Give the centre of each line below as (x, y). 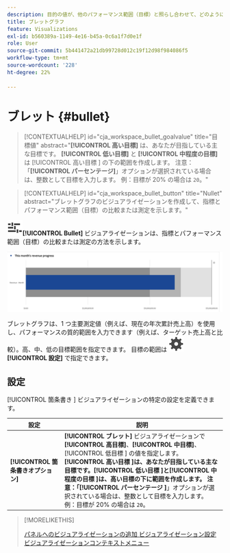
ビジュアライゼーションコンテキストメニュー (86, 543)
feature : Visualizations (42, 29)
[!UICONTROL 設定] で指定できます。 (60, 358)
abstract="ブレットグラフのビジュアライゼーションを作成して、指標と (122, 202)
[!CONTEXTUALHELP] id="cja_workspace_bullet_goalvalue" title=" (118, 137)
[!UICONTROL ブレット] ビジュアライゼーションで (135, 436)
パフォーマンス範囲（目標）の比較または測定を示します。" (106, 210)
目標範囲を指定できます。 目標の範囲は (113, 349)
